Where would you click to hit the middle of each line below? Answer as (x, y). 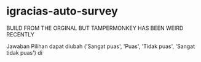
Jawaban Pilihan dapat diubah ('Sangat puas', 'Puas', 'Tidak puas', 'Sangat (101, 46)
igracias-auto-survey (62, 11)
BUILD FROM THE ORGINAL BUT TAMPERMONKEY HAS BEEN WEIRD (95, 28)
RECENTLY (21, 34)
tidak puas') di (25, 52)
